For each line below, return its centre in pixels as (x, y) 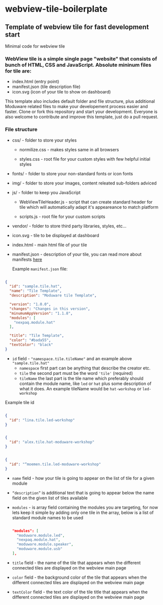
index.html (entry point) (36, 82)
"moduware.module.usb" (40, 549)
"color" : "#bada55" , (30, 340)
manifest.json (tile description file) (46, 87)
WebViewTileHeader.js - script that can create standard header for (86, 202)
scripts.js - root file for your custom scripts (62, 216)
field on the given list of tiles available (50, 498)
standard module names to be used (48, 517)
